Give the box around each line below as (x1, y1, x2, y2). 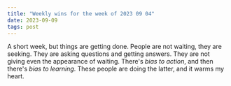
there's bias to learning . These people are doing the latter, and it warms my (7, 64, 225, 73)
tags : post (7, 23, 39, 30)
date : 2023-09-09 (7, 17, 58, 24)
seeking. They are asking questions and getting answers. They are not (7, 50, 210, 58)
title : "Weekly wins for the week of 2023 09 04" (7, 10, 155, 17)
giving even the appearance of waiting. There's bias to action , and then (7, 57, 213, 66)
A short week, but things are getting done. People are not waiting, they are (7, 43, 222, 51)
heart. (7, 72, 24, 80)
